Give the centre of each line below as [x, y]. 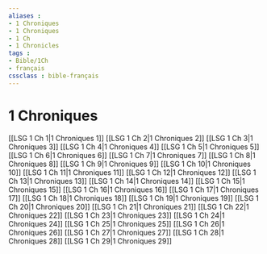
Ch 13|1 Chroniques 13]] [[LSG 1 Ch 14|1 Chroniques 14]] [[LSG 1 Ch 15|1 [127, 181]
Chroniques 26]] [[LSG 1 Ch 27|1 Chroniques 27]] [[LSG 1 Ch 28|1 [116, 232]
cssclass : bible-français [54, 76]
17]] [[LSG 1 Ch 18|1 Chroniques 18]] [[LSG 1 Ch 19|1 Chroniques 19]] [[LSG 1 [134, 198]
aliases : [25, 16]
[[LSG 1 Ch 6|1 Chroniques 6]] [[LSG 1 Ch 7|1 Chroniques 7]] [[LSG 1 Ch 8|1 [132, 155]
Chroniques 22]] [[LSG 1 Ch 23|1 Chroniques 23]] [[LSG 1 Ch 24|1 [117, 215]
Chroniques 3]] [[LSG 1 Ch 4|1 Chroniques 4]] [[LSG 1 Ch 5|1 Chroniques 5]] [134, 147]
